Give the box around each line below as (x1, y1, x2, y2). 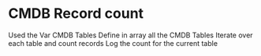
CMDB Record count (8, 5, 144, 23)
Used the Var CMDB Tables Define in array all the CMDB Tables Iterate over (8, 30, 254, 40)
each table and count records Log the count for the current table (8, 38, 218, 47)
